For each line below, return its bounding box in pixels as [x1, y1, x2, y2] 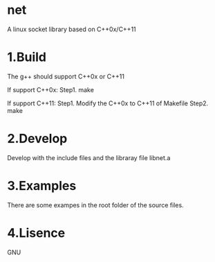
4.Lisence [7, 225, 66, 241]
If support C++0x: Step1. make [7, 85, 95, 94]
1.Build [7, 49, 47, 65]
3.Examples [7, 178, 77, 193]
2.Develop [7, 131, 68, 147]
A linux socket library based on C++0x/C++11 [7, 25, 136, 33]
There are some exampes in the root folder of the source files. [7, 200, 185, 209]
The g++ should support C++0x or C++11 [7, 72, 124, 80]
